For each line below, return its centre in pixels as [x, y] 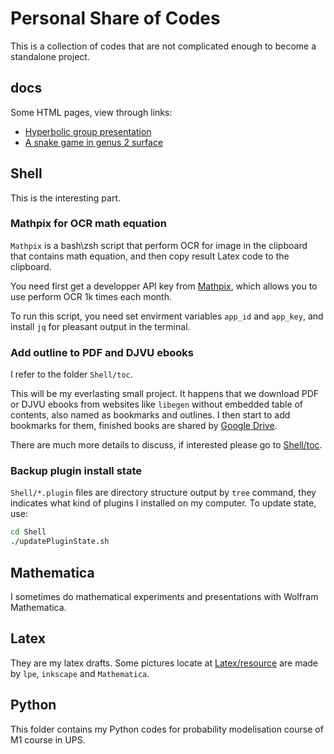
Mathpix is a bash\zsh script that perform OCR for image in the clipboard [159, 245]
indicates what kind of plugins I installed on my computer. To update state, [163, 503]
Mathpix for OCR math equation [89, 224]
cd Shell [28, 532]
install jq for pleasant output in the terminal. [100, 326]
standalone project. [50, 56]
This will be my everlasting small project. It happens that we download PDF [165, 394]
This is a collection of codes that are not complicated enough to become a [163, 46]
